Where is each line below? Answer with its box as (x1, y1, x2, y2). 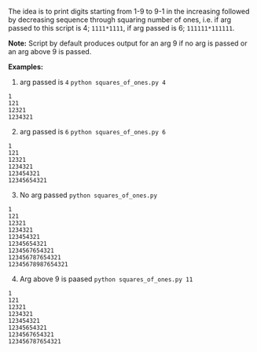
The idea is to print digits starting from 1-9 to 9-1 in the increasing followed (8, 7, 250, 16)
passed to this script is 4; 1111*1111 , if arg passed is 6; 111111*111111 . (8, 24, 235, 32)
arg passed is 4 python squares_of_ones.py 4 (19, 78, 167, 86)
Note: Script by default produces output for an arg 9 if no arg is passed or (8, 38, 248, 48)
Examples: (8, 62, 43, 71)
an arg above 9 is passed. (8, 47, 92, 56)
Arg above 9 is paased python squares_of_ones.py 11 (19, 274, 193, 284)
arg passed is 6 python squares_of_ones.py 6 (19, 127, 167, 136)
